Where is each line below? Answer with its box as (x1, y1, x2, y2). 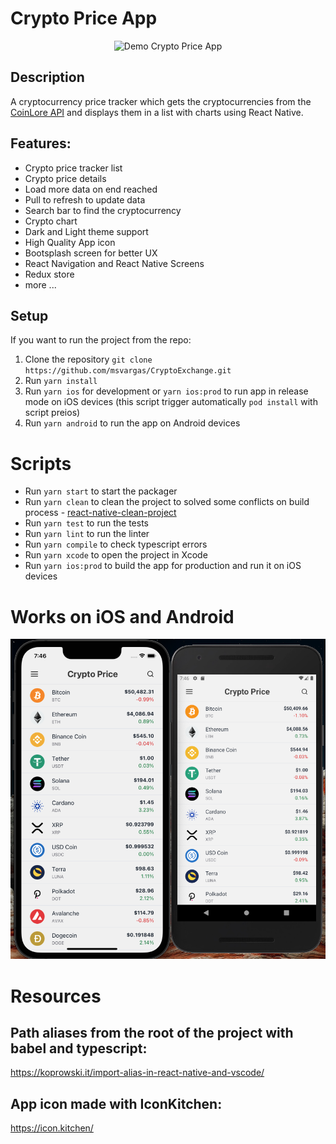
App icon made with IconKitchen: (10, 1095, 223, 1112)
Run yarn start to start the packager (24, 485, 178, 497)
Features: (10, 135, 72, 152)
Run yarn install (24, 375, 98, 387)
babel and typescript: (10, 1040, 148, 1057)
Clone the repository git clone (24, 353, 153, 366)
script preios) (24, 407, 81, 419)
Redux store (24, 268, 75, 280)
